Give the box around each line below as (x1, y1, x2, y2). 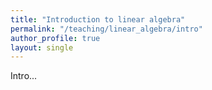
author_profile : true (10, 33, 101, 43)
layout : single (10, 42, 74, 53)
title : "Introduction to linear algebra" (10, 14, 186, 25)
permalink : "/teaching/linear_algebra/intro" (10, 24, 203, 34)
